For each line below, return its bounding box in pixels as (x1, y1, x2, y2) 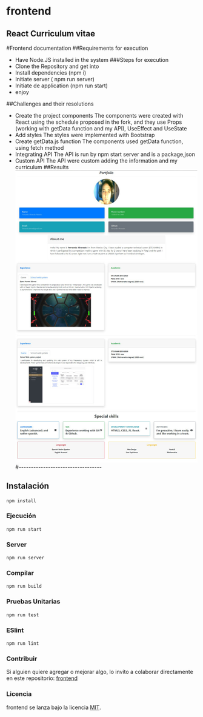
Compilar (6, 569, 35, 577)
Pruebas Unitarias (6, 597, 61, 606)
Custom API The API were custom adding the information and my (15, 157, 178, 164)
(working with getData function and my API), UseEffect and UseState (15, 125, 187, 132)
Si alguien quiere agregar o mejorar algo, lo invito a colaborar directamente (6, 668, 194, 676)
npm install (6, 497, 36, 504)
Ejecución (6, 511, 36, 520)
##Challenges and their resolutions (6, 100, 94, 107)
